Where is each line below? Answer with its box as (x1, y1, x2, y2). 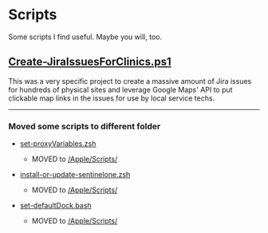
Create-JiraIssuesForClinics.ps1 (8, 55, 171, 69)
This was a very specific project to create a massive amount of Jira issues (8, 76, 252, 85)
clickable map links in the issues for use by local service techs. (8, 93, 215, 103)
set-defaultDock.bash (19, 201, 92, 211)
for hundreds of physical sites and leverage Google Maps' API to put (8, 85, 233, 94)
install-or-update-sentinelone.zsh (19, 170, 131, 180)
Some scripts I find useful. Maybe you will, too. (8, 32, 162, 41)
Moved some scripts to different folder (8, 120, 161, 132)
